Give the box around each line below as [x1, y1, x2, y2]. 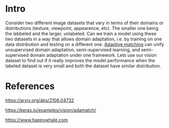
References [5, 80, 55, 92]
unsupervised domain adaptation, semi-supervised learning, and [5, 47, 140, 53]
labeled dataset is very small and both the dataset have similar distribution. [5, 63, 161, 69]
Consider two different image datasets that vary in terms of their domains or [5, 20, 164, 26]
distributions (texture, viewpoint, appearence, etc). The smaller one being [5, 25, 158, 31]
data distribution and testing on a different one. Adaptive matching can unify [5, 41, 164, 47]
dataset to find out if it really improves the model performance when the [5, 57, 155, 63]
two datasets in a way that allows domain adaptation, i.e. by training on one [5, 36, 162, 42]
